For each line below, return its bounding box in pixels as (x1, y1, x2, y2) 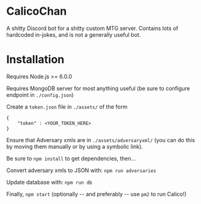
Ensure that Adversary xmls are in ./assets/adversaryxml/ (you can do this (6, 136, 196, 143)
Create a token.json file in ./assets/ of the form (6, 103, 128, 110)
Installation (6, 53, 65, 67)
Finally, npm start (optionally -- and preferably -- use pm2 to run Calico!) (6, 190, 187, 197)
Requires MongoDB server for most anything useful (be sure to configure (6, 85, 191, 92)
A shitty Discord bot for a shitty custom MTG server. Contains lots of (6, 25, 178, 32)
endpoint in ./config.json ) (6, 91, 74, 99)
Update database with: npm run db (6, 178, 93, 186)
